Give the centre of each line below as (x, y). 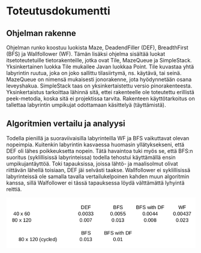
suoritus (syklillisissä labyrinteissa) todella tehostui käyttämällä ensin (91, 157)
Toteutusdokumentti (58, 11)
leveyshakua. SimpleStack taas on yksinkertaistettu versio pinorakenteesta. (99, 86)
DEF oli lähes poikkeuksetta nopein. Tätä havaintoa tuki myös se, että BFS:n (100, 150)
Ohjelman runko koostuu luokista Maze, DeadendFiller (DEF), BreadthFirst (97, 47)
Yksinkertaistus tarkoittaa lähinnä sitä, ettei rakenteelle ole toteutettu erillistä (100, 92)
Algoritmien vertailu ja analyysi (66, 124)
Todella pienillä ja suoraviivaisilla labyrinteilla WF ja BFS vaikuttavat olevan (98, 138)
